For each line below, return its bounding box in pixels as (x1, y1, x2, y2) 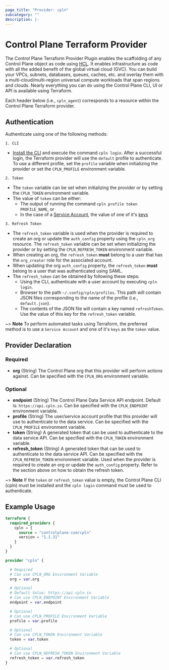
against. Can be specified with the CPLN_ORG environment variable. (12, 373, 150, 379)
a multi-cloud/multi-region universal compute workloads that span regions (5, 77, 160, 83)
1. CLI (5, 141, 19, 146)
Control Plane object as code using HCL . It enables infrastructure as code (5, 61, 158, 67)
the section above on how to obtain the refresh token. (12, 467, 125, 473)
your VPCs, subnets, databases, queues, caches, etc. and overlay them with (5, 71, 164, 78)
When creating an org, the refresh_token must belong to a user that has (12, 252, 163, 258)
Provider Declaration (5, 341, 72, 350)
